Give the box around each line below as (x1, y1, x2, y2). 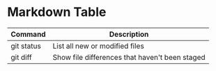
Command (10, 29, 47, 39)
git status (10, 41, 42, 51)
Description (109, 29, 149, 39)
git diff (10, 52, 33, 62)
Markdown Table (7, 4, 107, 20)
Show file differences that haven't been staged (52, 52, 206, 62)
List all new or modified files (52, 41, 144, 51)
